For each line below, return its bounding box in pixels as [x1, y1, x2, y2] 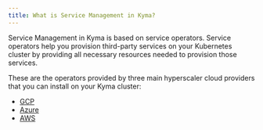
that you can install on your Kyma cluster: [8, 81, 142, 91]
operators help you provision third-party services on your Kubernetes [8, 41, 232, 51]
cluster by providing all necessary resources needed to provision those [8, 49, 237, 59]
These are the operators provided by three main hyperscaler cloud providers [8, 73, 255, 82]
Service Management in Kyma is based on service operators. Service [8, 33, 232, 42]
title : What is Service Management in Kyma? [8, 11, 156, 20]
